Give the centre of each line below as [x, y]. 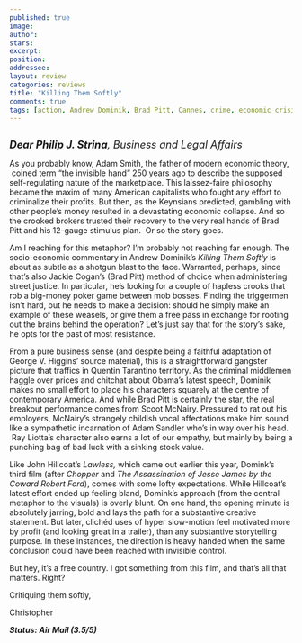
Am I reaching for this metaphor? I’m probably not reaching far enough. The [149, 248]
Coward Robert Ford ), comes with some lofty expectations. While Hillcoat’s [148, 484]
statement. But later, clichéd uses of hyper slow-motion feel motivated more [150, 522]
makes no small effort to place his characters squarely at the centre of [139, 390]
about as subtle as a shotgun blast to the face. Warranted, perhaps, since [145, 267]
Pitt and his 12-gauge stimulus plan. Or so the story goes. [116, 231]
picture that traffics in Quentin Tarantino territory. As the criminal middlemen [151, 371]
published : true [40, 18]
